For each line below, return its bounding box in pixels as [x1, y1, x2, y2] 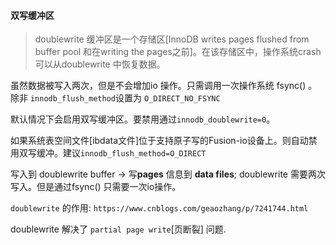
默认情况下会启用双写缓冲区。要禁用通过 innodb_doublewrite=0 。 [10, 113, 276, 125]
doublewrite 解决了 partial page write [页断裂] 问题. [10, 223, 227, 235]
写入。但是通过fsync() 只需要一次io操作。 [10, 181, 182, 193]
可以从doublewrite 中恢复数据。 [34, 58, 166, 70]
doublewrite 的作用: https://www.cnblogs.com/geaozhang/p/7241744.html [10, 202, 309, 214]
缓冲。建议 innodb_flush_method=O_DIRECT [36, 147, 207, 159]
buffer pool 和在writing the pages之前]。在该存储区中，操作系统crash [34, 46, 322, 58]
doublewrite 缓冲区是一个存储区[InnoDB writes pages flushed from [34, 33, 310, 45]
